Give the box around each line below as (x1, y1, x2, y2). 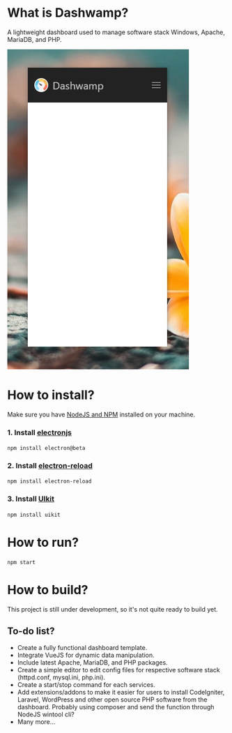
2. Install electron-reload (7, 461, 93, 471)
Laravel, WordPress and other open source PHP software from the (17, 695, 208, 704)
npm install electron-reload (7, 478, 92, 485)
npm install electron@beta (7, 445, 86, 452)
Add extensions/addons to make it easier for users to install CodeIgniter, (17, 688, 225, 697)
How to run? (7, 534, 79, 550)
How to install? (7, 387, 95, 403)
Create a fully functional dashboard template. (17, 644, 148, 652)
